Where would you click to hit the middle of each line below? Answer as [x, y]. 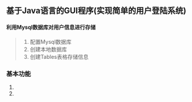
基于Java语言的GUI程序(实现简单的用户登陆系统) [96, 11]
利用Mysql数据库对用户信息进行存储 [51, 27]
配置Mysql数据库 [51, 41]
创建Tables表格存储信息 [59, 56]
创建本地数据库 [48, 49]
